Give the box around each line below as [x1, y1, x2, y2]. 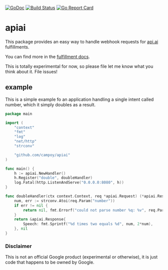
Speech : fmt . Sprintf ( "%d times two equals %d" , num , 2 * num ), [23, 222, 153, 227]
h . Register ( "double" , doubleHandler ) [14, 175, 93, 181]
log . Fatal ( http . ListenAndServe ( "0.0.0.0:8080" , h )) [14, 180, 124, 185]
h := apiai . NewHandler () [14, 171, 66, 176]
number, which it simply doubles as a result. [5, 101, 96, 107]
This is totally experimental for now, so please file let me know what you [5, 63, 153, 69]
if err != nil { [14, 203, 48, 208]
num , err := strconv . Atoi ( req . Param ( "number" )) [14, 198, 115, 203]
